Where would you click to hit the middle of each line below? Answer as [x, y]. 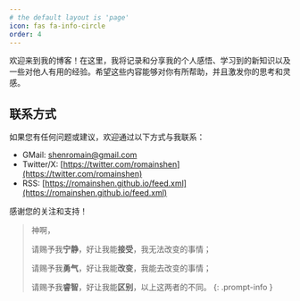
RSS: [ [33, 183]
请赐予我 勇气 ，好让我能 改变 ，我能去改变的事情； [121, 268]
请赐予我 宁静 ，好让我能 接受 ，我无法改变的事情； [121, 249]
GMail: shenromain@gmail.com [79, 155]
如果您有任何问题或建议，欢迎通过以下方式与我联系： [107, 137]
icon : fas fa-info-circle [57, 26]
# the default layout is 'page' [69, 17]
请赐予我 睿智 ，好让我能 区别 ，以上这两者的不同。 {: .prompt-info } [152, 288]
